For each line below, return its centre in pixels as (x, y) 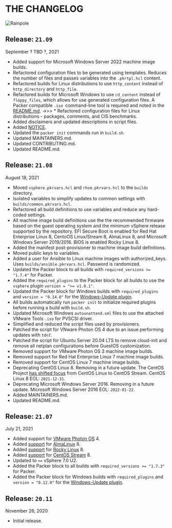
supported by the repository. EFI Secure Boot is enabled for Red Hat (84, 231)
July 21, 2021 (19, 429)
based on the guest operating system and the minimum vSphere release (89, 225)
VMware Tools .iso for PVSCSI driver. (53, 318)
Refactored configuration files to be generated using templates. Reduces (90, 72)
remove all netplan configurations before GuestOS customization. (82, 346)
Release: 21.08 (29, 165)
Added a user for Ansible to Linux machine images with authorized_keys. (90, 258)
